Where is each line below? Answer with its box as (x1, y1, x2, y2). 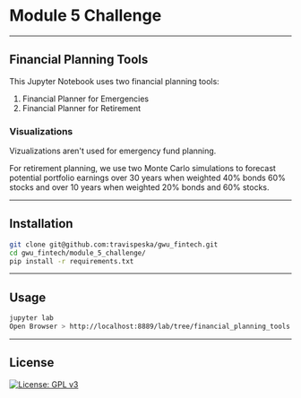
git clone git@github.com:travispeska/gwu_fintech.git (9, 239, 219, 249)
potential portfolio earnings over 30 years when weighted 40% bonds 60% (9, 172, 287, 184)
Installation (9, 216, 73, 231)
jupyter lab (9, 314, 54, 323)
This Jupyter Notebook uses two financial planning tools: (9, 75, 219, 86)
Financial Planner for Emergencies (21, 93, 150, 104)
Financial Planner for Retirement (21, 102, 142, 113)
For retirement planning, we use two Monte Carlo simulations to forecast (9, 163, 276, 174)
